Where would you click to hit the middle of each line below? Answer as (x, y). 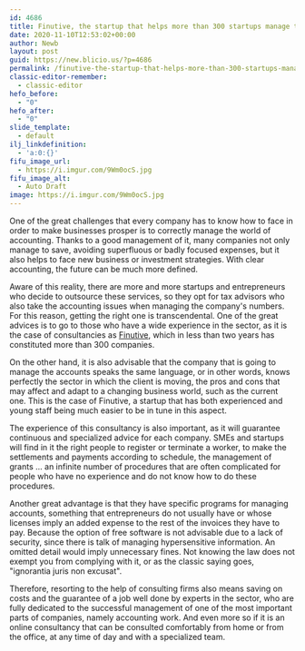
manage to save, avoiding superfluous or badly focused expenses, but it (144, 250)
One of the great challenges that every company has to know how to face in (151, 221)
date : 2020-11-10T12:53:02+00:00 (73, 35)
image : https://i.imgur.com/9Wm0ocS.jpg (87, 195)
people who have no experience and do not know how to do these (133, 476)
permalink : (30, 69)
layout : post (34, 52)
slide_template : (40, 128)
